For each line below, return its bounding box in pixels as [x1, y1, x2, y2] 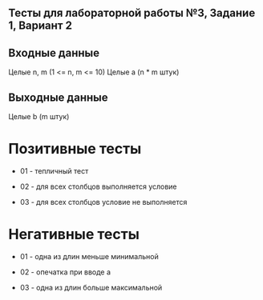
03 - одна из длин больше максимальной [19, 282, 163, 292]
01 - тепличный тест [19, 166, 89, 175]
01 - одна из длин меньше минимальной [19, 251, 159, 261]
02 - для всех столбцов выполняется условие [19, 182, 178, 191]
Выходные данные [8, 90, 108, 104]
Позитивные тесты [8, 140, 142, 158]
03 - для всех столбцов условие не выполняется [19, 197, 188, 206]
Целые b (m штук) [8, 112, 70, 122]
